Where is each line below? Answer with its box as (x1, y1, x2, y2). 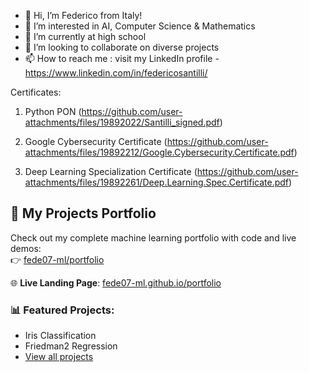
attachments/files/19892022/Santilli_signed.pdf (24, 116, 220, 128)
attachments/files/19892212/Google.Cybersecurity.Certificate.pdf (24, 146, 295, 158)
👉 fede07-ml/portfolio (10, 253, 105, 265)
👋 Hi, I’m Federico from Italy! (24, 10, 143, 21)
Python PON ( (24, 106, 82, 117)
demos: (10, 242, 42, 254)
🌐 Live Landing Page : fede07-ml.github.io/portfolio (10, 276, 222, 289)
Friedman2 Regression (24, 340, 118, 352)
